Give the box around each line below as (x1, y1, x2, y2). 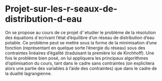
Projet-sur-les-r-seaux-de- (5, 3, 118, 14)
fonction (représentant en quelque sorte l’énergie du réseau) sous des (5, 45, 146, 51)
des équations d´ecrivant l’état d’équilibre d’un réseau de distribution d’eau (5, 35, 155, 40)
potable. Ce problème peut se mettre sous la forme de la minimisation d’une (5, 40, 157, 45)
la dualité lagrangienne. (5, 70, 52, 76)
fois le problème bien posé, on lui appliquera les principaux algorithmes (5, 55, 148, 61)
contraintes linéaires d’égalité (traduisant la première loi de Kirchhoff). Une (5, 50, 154, 56)
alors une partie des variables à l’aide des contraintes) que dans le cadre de (5, 65, 157, 71)
